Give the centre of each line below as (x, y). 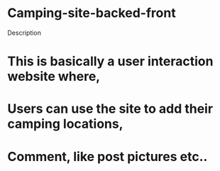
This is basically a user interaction (110, 61)
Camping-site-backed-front (92, 13)
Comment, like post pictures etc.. (108, 156)
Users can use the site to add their (110, 109)
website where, (54, 77)
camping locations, (65, 124)
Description (24, 33)
